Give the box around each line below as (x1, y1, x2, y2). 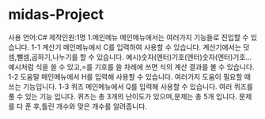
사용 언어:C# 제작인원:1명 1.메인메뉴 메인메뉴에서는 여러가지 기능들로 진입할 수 (8, 32, 249, 42)
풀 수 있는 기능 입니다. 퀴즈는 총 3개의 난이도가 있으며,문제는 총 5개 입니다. (8, 91, 237, 101)
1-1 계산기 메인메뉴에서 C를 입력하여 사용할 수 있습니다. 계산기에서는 (31, 42, 241, 52)
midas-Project (8, 6, 104, 24)
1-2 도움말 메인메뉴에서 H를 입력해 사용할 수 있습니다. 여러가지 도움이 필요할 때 (8, 72, 252, 81)
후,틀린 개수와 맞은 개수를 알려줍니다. (32, 101, 148, 111)
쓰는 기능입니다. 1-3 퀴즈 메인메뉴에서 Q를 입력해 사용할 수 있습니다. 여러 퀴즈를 (8, 81, 253, 91)
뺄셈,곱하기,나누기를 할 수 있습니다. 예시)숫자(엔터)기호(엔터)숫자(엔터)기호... (16, 52, 252, 61)
